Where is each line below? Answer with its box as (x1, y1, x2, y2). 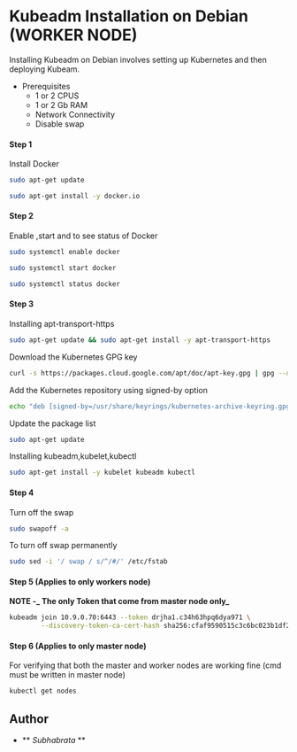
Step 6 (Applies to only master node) (9, 640, 148, 651)
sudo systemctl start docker (9, 263, 117, 272)
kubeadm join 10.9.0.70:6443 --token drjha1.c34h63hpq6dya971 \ (9, 613, 251, 622)
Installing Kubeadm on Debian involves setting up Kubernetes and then (9, 54, 267, 65)
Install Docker (9, 159, 59, 169)
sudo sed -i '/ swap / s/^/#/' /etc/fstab (9, 557, 168, 566)
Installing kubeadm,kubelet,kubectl (9, 451, 137, 461)
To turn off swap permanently (9, 540, 118, 551)
